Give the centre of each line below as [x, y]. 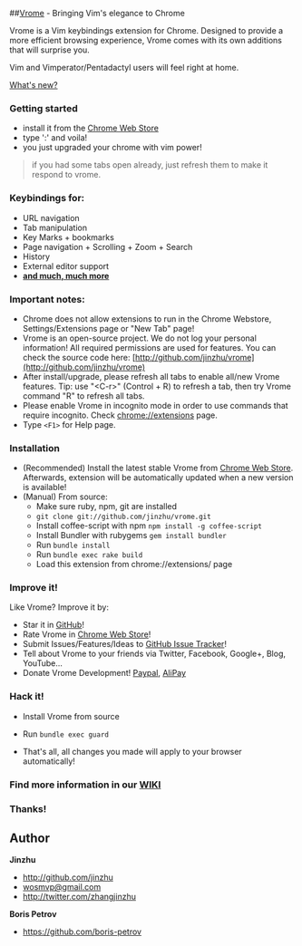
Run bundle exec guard [65, 734]
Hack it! [27, 697]
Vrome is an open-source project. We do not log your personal [139, 338]
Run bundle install [73, 545]
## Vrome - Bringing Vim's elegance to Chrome [97, 13]
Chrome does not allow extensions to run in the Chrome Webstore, [147, 319]
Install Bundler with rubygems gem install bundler [131, 536]
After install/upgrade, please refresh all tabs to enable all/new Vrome [151, 376]
